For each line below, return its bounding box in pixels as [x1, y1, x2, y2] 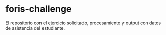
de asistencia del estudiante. [5, 25, 65, 31]
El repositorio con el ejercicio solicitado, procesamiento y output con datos [5, 20, 161, 26]
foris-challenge [5, 3, 72, 15]
